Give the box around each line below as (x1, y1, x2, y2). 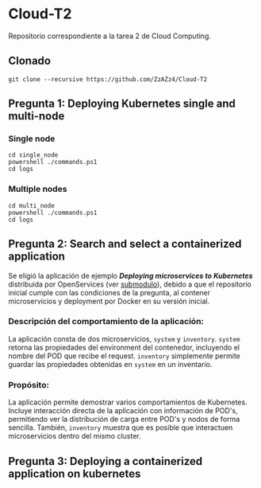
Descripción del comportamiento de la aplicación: (8, 316, 205, 327)
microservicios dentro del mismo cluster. (8, 431, 141, 441)
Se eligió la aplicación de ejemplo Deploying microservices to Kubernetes (8, 271, 253, 280)
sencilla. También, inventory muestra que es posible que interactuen (8, 423, 233, 432)
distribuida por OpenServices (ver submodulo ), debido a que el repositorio (8, 279, 251, 289)
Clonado (8, 54, 52, 68)
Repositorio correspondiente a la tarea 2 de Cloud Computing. (8, 31, 212, 41)
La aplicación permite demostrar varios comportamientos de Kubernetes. (8, 397, 248, 407)
